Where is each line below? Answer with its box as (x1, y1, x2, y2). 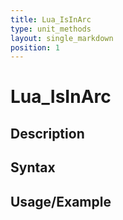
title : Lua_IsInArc (10, 14, 92, 25)
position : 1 (10, 42, 60, 53)
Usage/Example (10, 193, 112, 210)
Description (10, 125, 85, 142)
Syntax (10, 159, 56, 176)
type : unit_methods (10, 24, 92, 34)
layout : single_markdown (10, 33, 114, 43)
